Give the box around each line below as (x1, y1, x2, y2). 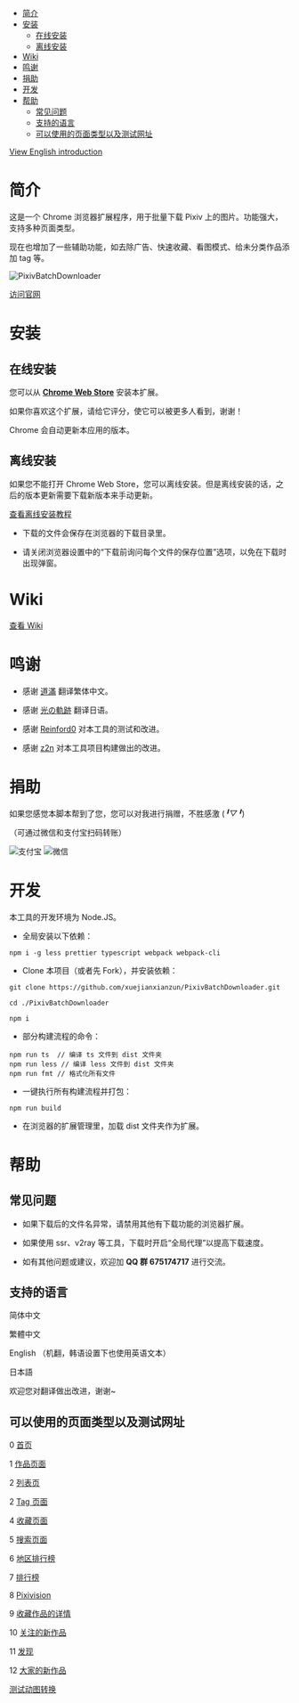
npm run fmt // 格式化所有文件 (9, 1069, 116, 1078)
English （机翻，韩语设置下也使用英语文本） (9, 1348, 171, 1358)
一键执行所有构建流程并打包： (21, 1086, 132, 1096)
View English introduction (9, 146, 103, 157)
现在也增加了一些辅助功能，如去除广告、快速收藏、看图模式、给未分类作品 (9, 241, 282, 252)
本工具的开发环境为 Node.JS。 (9, 911, 122, 922)
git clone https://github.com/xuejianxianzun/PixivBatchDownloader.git (9, 982, 280, 991)
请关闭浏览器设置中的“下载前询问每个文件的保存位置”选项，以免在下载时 (21, 546, 287, 557)
